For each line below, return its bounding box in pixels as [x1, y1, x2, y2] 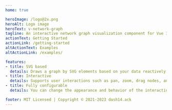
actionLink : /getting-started [5, 40, 70, 46]
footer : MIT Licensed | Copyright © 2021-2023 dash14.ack [5, 97, 132, 102]
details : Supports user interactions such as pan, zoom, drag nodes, [10, 78, 161, 83]
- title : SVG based [5, 64, 47, 69]
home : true [5, 7, 29, 13]
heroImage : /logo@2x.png [5, 16, 58, 22]
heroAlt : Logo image [5, 21, 50, 27]
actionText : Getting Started [5, 36, 68, 41]
